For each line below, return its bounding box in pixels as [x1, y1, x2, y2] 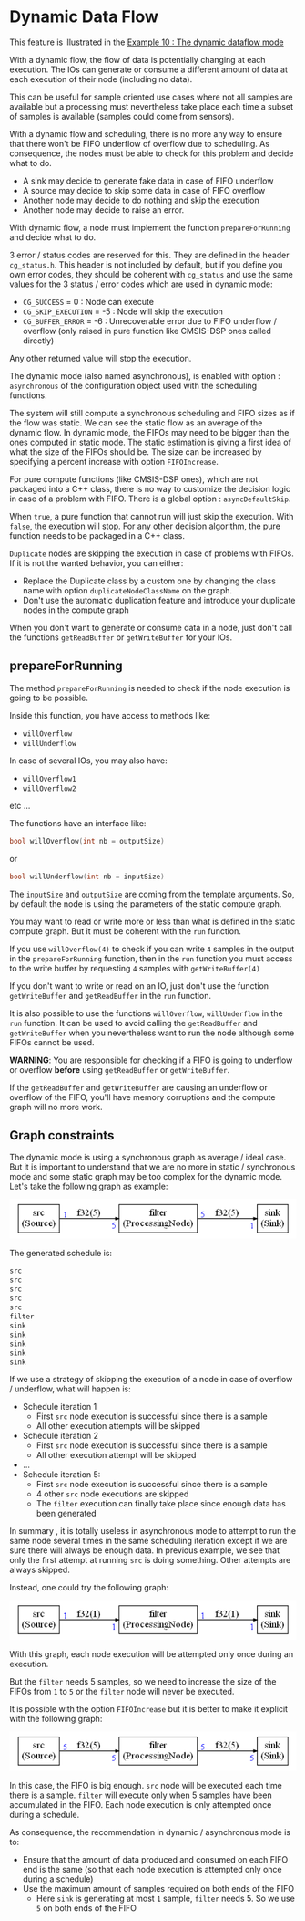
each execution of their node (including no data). [9, 73, 193, 84]
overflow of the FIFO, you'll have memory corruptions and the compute [9, 1091, 276, 1102]
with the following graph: [9, 1714, 103, 1725]
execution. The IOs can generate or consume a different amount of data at [9, 64, 289, 75]
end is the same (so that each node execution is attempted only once [22, 1864, 282, 1875]
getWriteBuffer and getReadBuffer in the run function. [9, 990, 212, 1001]
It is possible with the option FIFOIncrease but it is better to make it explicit [9, 1704, 289, 1715]
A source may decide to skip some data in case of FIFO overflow [22, 184, 266, 195]
